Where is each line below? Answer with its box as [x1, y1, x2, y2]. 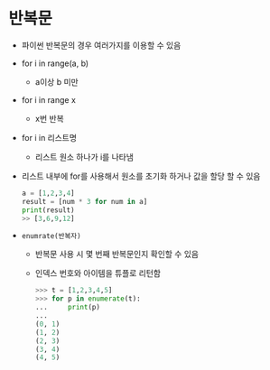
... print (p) [34, 303, 101, 312]
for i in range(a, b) [21, 58, 89, 69]
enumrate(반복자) [21, 232, 82, 241]
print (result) [21, 205, 75, 215]
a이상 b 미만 [34, 76, 79, 87]
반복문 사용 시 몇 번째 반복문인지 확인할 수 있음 [34, 249, 200, 260]
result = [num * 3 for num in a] [21, 197, 148, 206]
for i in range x [21, 94, 76, 105]
